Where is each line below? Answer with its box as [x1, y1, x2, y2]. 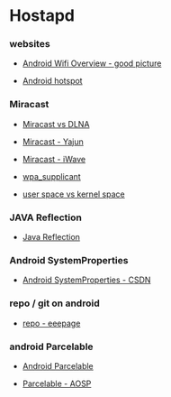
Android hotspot [22, 76, 83, 87]
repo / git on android [9, 297, 101, 309]
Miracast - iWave [22, 153, 86, 164]
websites [9, 38, 51, 51]
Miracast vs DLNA [22, 118, 90, 129]
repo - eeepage [22, 318, 81, 328]
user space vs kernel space [22, 189, 125, 199]
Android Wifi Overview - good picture [22, 58, 162, 69]
